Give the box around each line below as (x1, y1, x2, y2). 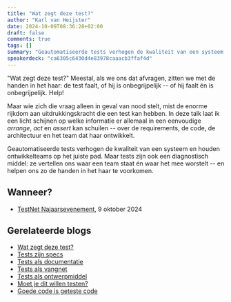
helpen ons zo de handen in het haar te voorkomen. (7, 166, 154, 174)
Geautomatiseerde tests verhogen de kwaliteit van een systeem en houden (7, 144, 221, 152)
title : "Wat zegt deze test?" (7, 10, 94, 17)
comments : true (7, 36, 51, 43)
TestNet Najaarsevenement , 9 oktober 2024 (17, 205, 143, 213)
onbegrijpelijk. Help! (7, 88, 64, 97)
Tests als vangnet (17, 265, 68, 273)
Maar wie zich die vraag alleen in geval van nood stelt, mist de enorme (7, 101, 208, 110)
